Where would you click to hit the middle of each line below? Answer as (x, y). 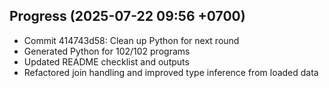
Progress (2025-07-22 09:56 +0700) (127, 16)
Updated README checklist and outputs (106, 61)
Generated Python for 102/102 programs (107, 51)
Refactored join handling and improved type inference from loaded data (171, 72)
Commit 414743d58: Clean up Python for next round (131, 40)
